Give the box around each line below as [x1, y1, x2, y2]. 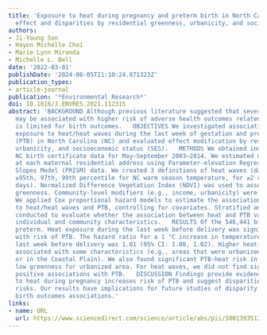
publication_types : [8, 78, 73, 86]
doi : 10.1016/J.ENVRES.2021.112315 [8, 100, 126, 108]
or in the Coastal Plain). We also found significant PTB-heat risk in [15, 255, 258, 263]
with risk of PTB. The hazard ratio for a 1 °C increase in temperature [15, 233, 261, 241]
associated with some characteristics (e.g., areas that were [15, 248, 226, 256]
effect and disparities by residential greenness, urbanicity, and [15, 19, 244, 27]
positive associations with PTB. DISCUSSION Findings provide [15, 270, 233, 278]
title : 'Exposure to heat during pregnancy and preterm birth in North [8, 11, 250, 20]
